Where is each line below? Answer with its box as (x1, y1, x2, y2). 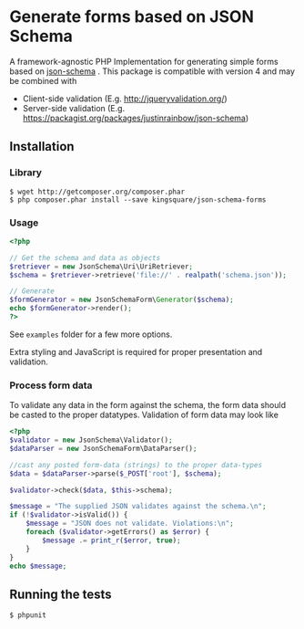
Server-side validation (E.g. (22, 102, 126, 113)
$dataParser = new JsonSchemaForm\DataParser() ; (9, 444, 198, 453)
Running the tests (9, 586, 112, 602)
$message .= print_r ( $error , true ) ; (42, 536, 181, 545)
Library (9, 166, 43, 179)
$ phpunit (9, 611, 47, 620)
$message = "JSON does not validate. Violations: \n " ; (25, 519, 234, 529)
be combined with (9, 75, 77, 86)
